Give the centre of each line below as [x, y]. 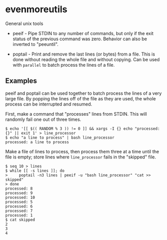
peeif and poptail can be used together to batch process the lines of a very [83, 93]
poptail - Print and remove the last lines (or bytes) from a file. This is [84, 54]
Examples [21, 81]
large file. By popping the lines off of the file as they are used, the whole [81, 98]
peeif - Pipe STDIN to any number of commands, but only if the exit [83, 33]
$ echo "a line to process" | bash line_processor [60, 138]
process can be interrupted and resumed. [49, 104]
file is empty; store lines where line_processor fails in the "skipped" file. [81, 157]
